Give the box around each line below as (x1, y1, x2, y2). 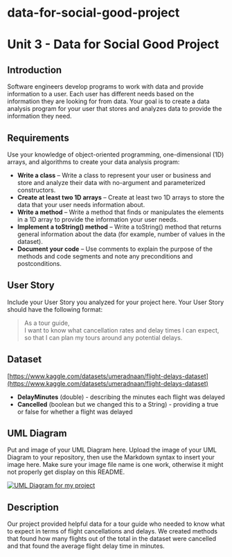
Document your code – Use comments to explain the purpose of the (17, 245, 213, 253)
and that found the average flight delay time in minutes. (7, 542, 165, 550)
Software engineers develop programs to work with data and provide (7, 82, 204, 91)
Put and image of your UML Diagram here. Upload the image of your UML (7, 445, 217, 454)
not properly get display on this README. (7, 468, 125, 476)
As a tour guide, (24, 319, 70, 327)
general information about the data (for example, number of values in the (17, 230, 225, 238)
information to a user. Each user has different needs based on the (7, 90, 195, 98)
